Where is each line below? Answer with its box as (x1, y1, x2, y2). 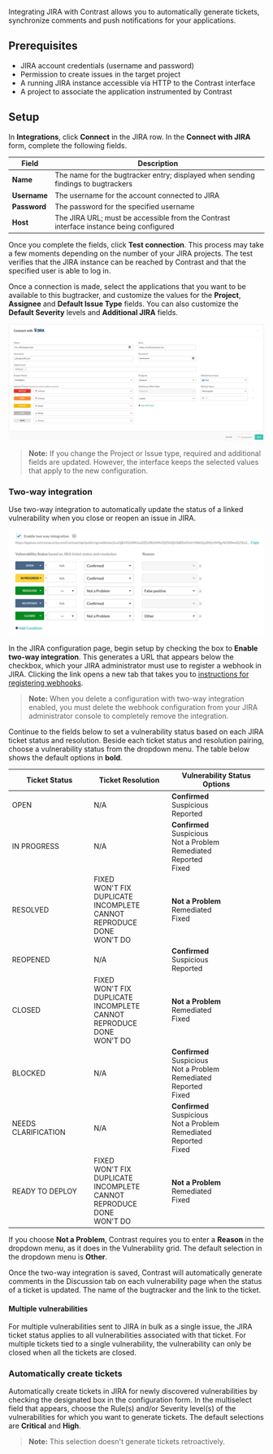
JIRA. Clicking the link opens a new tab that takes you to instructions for (8, 669, 249, 679)
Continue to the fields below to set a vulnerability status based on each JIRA (8, 726, 264, 736)
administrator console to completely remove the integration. (28, 711, 229, 720)
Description (137, 159, 179, 169)
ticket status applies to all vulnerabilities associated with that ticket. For (8, 1330, 246, 1340)
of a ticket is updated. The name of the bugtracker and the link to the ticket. (8, 1285, 262, 1294)
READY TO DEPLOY (11, 1186, 77, 1196)
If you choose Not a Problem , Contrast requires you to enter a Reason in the (8, 1234, 264, 1244)
